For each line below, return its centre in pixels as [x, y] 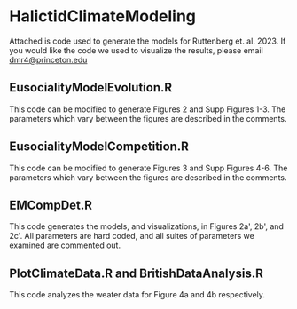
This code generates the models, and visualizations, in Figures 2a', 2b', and [146, 226]
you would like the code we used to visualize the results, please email [136, 50]
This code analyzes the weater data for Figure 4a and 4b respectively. [137, 295]
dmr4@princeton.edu [48, 59]
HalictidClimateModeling [103, 16]
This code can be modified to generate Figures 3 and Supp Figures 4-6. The [148, 168]
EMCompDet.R [51, 205]
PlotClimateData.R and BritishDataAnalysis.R [137, 273]
